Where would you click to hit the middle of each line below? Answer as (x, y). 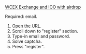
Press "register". (28, 46)
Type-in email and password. (41, 36)
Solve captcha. (27, 41)
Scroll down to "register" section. (45, 31)
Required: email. (21, 16)
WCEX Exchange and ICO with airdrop (43, 7)
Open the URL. (27, 26)
